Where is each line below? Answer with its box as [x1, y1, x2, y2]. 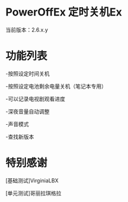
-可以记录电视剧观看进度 [5, 95, 66, 102]
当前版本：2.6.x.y [5, 26, 49, 33]
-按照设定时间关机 [5, 70, 50, 77]
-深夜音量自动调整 [5, 108, 50, 115]
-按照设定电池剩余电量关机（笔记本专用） [5, 83, 107, 90]
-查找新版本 [5, 133, 34, 140]
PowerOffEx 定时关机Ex [5, 5, 123, 19]
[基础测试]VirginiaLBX [5, 176, 59, 184]
